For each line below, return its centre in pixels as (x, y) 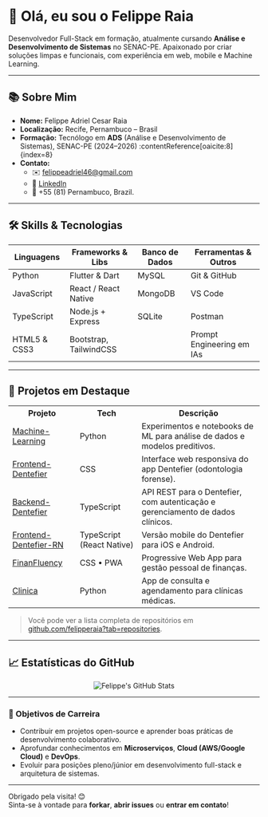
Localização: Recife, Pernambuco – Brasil (89, 129)
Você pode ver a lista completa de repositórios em (110, 621)
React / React (95, 288)
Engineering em (220, 344)
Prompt (204, 334)
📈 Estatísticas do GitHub (71, 663)
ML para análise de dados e (193, 436)
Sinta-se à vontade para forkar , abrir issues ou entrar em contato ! (118, 805)
